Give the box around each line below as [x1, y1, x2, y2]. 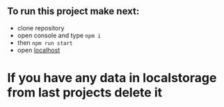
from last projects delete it [7, 85, 163, 100]
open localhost [17, 46, 61, 54]
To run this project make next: [7, 6, 140, 17]
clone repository [17, 23, 65, 32]
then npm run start [17, 38, 73, 47]
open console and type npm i [17, 31, 101, 39]
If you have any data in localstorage [7, 70, 217, 86]
